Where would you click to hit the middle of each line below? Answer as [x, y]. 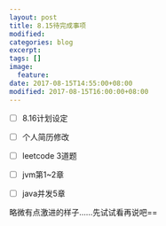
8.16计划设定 [45, 118]
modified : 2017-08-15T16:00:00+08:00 [79, 91]
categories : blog [41, 42]
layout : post [33, 17]
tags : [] [25, 58]
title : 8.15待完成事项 [48, 26]
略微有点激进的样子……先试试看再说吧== [83, 212]
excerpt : [25, 51]
